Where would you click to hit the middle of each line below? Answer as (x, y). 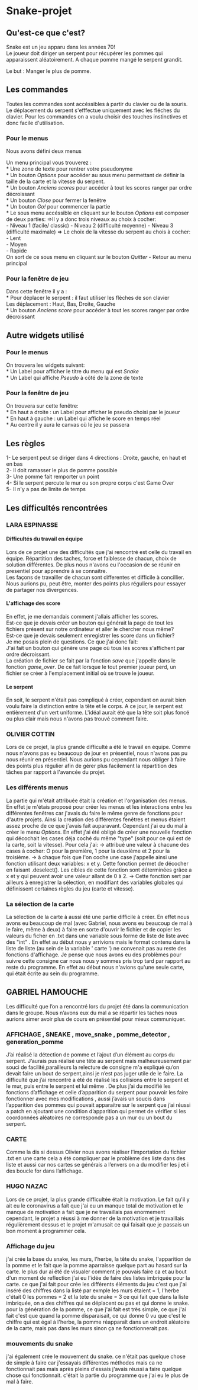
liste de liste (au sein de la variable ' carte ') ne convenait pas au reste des (96, 949)
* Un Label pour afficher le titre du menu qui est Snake (72, 371)
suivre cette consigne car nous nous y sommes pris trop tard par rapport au (98, 961)
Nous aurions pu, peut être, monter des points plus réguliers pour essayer (96, 583)
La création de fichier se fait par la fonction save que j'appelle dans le (91, 660)
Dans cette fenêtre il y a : (37, 292)
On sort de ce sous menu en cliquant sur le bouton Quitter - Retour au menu (99, 257)
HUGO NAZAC (27, 1186)
